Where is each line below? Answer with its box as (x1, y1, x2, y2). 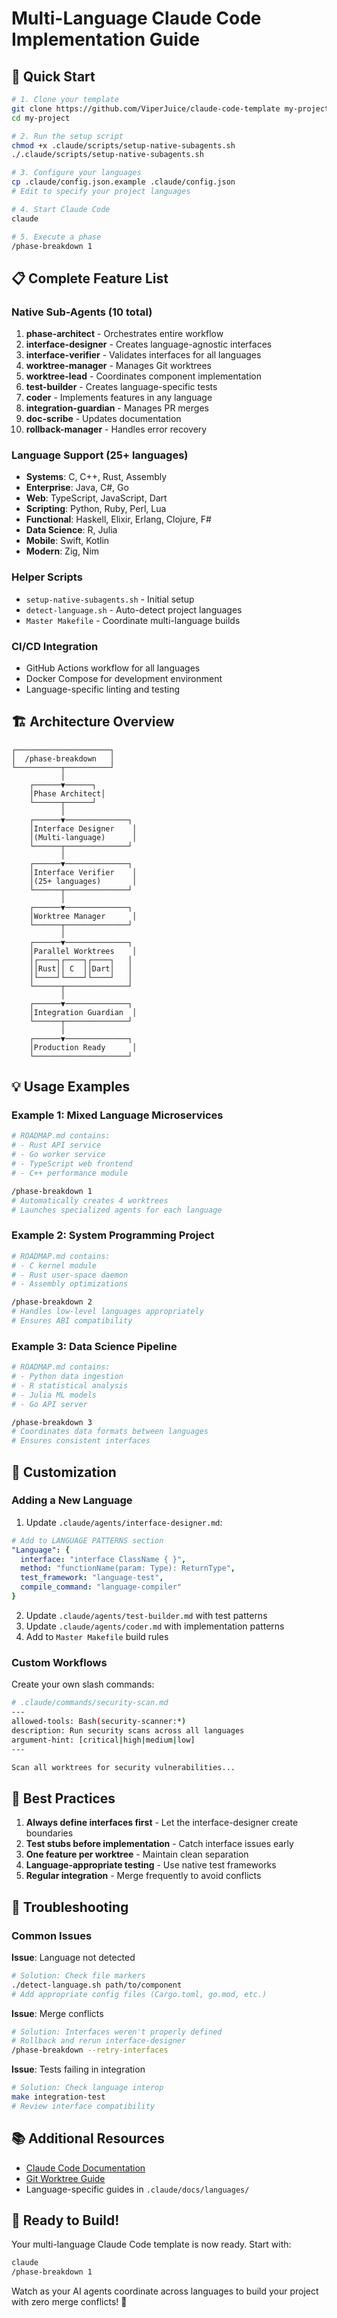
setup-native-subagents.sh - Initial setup (25, 593, 195, 605)
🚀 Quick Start (11, 68, 96, 85)
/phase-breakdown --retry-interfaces (11, 2045, 169, 2056)
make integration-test (11, 2092, 106, 2102)
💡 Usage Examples (11, 1078, 131, 1096)
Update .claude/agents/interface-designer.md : (25, 1516, 223, 1528)
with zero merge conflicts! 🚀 (11, 2296, 128, 2308)
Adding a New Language (11, 1493, 133, 1507)
